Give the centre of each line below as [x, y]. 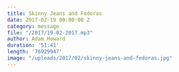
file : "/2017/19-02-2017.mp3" [50, 33]
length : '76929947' [35, 52]
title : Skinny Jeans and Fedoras [55, 13]
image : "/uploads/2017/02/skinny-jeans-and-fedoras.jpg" [90, 58]
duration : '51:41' [33, 45]
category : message [33, 26]
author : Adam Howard [37, 39]
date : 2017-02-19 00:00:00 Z [49, 20]
